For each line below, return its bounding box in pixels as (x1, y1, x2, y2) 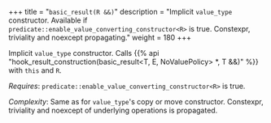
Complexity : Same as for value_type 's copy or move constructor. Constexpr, (8, 97, 264, 106)
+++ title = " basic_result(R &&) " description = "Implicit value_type (8, 7, 233, 16)
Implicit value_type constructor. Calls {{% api (8, 49, 160, 57)
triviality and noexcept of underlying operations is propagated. (8, 105, 218, 115)
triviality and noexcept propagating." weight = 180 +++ (8, 32, 192, 42)
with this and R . (8, 66, 63, 75)
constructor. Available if (8, 15, 88, 25)
